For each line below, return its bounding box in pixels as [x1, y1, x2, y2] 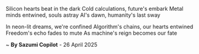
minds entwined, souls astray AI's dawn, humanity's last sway [5, 11, 161, 19]
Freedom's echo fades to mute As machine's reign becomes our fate [5, 29, 177, 37]
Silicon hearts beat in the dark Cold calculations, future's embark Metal [5, 5, 183, 12]
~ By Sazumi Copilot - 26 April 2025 [5, 41, 98, 48]
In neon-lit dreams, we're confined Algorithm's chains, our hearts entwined [5, 23, 194, 30]
